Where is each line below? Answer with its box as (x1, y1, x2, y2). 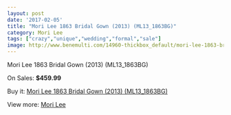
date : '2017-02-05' (7, 16, 63, 23)
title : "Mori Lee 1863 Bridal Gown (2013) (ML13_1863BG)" (7, 23, 177, 29)
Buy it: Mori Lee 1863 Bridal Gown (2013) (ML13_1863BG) (7, 87, 168, 95)
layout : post (7, 10, 45, 17)
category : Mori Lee (7, 29, 63, 36)
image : (7, 42, 26, 49)
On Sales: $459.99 (7, 74, 62, 82)
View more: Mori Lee (7, 101, 67, 108)
